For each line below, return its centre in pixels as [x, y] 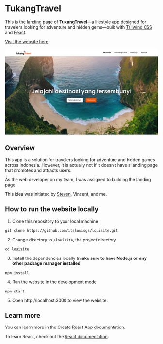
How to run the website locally [52, 209]
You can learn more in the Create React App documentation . [65, 327]
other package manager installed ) [47, 263]
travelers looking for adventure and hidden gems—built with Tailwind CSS [79, 27]
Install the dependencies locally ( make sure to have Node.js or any [79, 258]
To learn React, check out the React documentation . [57, 337]
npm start [15, 291]
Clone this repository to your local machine [55, 221]
